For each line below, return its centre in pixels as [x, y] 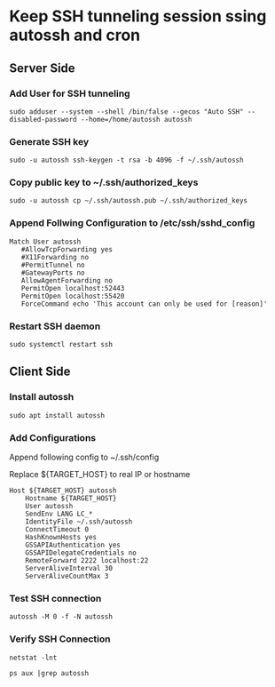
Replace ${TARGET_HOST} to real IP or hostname [100, 475]
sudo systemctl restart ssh [61, 345]
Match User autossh [45, 242]
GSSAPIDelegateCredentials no [81, 553]
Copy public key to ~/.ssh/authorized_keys [104, 182]
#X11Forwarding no [55, 257]
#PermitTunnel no [53, 265]
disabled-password [43, 119]
